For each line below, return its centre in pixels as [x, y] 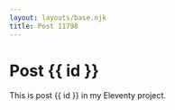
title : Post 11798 [44, 26]
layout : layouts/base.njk [58, 18]
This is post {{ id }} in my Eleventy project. [88, 96]
